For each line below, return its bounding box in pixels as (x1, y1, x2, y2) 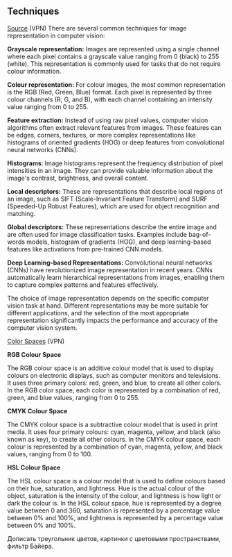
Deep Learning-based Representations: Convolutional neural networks (7, 258, 213, 267)
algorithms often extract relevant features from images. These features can (7, 123, 222, 131)
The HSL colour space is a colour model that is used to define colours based (7, 476, 226, 485)
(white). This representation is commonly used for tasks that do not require (7, 59, 221, 68)
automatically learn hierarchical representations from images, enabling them (7, 273, 225, 281)
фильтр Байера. (7, 542, 54, 550)
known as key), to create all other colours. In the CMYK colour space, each (7, 435, 221, 443)
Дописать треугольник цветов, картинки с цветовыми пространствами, (7, 534, 221, 542)
